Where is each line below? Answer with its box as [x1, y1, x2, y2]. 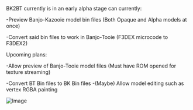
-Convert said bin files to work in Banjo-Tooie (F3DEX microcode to [6, 34, 168, 40]
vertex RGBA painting [6, 86, 58, 93]
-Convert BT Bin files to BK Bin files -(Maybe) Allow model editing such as [6, 80, 184, 87]
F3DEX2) [6, 40, 28, 47]
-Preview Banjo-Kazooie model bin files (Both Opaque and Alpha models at [6, 16, 187, 23]
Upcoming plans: [6, 51, 47, 58]
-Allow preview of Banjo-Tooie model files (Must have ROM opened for [6, 62, 177, 69]
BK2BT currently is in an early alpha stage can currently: [6, 5, 142, 12]
